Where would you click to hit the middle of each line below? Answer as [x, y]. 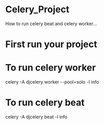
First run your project [51, 44]
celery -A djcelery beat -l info [36, 117]
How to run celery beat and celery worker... [51, 24]
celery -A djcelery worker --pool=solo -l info [52, 82]
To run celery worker [51, 68]
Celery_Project [37, 9]
